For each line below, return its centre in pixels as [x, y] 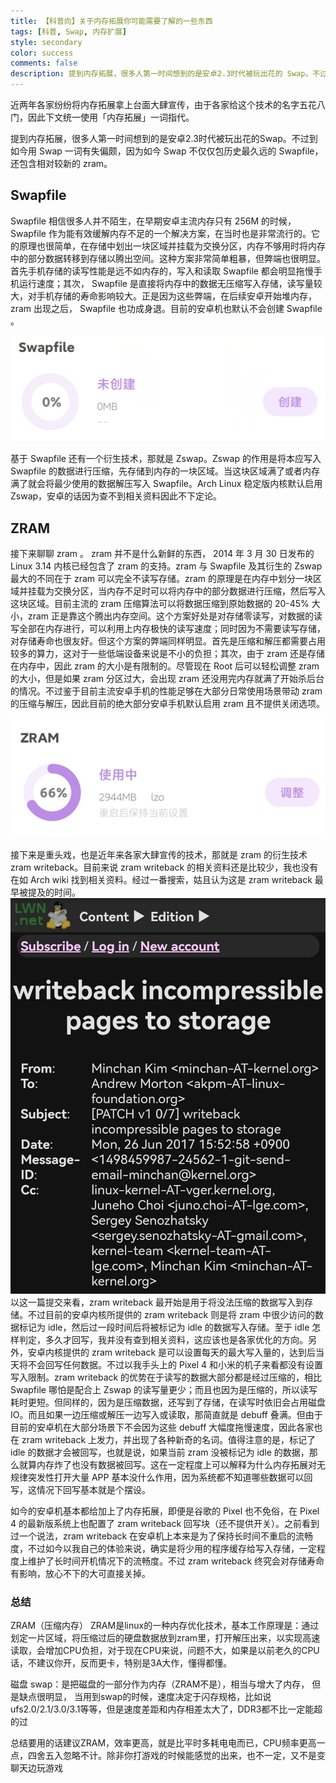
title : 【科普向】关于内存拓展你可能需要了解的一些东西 [111, 21]
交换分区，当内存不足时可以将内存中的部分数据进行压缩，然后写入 [189, 591]
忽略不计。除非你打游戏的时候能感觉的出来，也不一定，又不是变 [194, 1756]
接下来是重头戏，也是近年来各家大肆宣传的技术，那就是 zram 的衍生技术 [159, 855]
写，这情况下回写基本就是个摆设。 [80, 1489]
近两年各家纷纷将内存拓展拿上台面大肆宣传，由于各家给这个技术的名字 [155, 104]
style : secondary [46, 42]
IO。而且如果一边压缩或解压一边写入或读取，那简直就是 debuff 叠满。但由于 [166, 1414]
